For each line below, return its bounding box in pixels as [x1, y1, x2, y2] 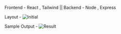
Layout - [4, 14, 21, 19]
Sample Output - [4, 23, 38, 29]
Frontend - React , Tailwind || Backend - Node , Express [4, 5, 116, 10]
